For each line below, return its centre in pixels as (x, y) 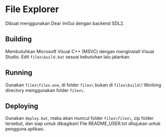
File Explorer (32, 9)
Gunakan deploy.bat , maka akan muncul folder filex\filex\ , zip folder (79, 118)
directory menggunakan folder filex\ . (45, 90)
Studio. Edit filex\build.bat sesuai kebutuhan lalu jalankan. (68, 57)
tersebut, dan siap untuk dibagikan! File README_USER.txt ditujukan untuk (83, 124)
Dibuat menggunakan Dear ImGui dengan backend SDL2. (65, 23)
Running (19, 73)
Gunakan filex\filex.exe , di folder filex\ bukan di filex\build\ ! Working (83, 85)
